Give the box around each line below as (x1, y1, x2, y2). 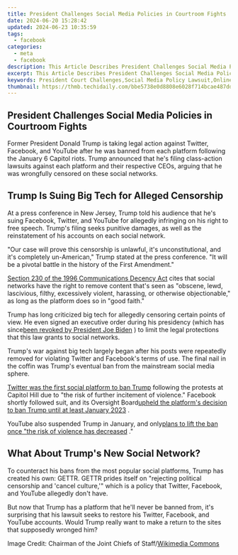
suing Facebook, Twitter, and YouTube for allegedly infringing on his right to (7, 216, 229, 224)
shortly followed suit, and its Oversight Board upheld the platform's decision (7, 398, 228, 407)
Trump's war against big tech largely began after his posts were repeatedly (7, 346, 227, 355)
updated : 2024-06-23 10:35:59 (7, 23, 97, 31)
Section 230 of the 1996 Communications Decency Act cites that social (7, 274, 215, 282)
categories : (7, 43, 42, 50)
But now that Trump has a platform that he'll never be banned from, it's (7, 502, 215, 511)
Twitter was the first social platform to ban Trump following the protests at (7, 383, 224, 391)
